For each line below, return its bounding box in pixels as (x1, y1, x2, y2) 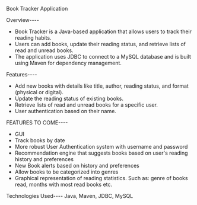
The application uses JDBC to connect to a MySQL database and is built (14, 53, 192, 60)
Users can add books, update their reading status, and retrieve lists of (14, 41, 186, 47)
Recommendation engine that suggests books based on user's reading (14, 149, 188, 156)
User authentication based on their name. (14, 108, 117, 114)
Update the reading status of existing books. (14, 95, 123, 102)
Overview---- (6, 17, 40, 23)
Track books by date (14, 137, 65, 144)
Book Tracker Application (6, 5, 68, 12)
